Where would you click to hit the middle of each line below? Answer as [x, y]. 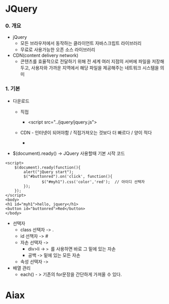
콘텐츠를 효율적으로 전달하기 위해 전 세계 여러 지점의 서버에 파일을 [86, 61]
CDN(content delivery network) [46, 55]
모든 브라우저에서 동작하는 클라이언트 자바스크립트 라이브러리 [81, 43]
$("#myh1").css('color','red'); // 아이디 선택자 [93, 182]
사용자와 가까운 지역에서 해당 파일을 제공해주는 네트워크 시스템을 [95, 68]
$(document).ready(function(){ [48, 167]
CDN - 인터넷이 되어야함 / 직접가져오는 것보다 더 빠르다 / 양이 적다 [86, 132]
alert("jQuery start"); [49, 172]
